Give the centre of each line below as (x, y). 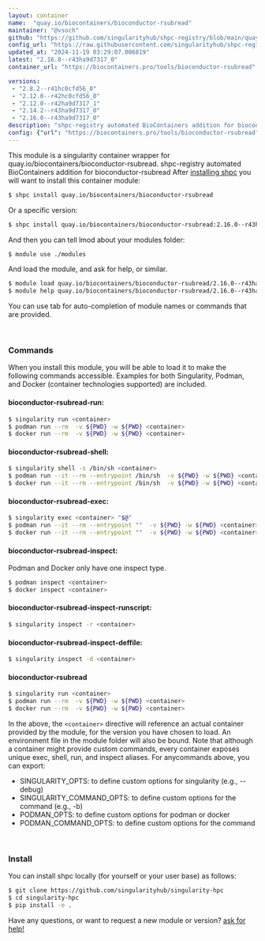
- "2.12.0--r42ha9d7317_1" (56, 104)
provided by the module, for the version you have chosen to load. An (119, 731)
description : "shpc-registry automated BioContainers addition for (121, 126)
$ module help (32, 291)
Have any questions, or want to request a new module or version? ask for (127, 920)
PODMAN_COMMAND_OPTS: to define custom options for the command (137, 822)
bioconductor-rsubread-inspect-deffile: (75, 642)
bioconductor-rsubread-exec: (58, 501)
